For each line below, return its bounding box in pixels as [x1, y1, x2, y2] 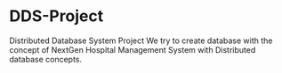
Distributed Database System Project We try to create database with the [9, 35, 273, 46]
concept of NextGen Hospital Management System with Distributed [9, 44, 256, 55]
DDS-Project [9, 6, 104, 26]
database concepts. [9, 54, 83, 64]
